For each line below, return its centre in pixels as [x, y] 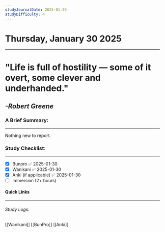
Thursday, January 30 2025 [63, 39]
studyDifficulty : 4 [25, 14]
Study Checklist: [25, 148]
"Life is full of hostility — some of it [78, 67]
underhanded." [37, 88]
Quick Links [17, 192]
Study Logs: [17, 209]
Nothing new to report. [28, 135]
